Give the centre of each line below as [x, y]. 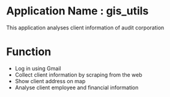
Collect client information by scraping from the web [78, 75]
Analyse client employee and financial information [77, 87]
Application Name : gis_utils [77, 11]
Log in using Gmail [38, 68]
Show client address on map [50, 81]
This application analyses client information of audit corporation [85, 28]
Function [29, 52]
